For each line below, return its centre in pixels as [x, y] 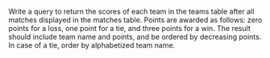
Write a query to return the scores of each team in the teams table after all [131, 12]
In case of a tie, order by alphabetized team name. [92, 45]
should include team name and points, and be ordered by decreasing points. [135, 37]
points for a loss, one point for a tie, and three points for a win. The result [130, 28]
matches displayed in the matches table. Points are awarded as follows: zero [135, 20]
